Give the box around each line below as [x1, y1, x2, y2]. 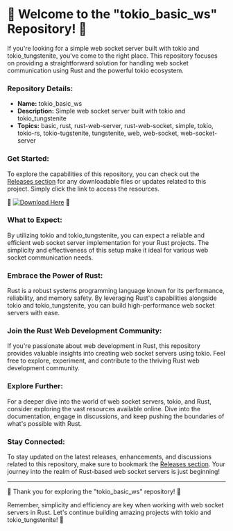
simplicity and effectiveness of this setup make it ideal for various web [7, 246, 209, 254]
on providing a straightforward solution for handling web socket [7, 58, 189, 67]
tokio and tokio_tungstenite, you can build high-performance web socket [7, 301, 215, 310]
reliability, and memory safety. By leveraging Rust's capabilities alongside [7, 294, 217, 302]
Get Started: [7, 154, 50, 164]
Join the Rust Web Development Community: [7, 326, 162, 336]
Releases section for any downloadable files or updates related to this [7, 177, 207, 185]
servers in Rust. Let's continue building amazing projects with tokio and [7, 508, 212, 517]
